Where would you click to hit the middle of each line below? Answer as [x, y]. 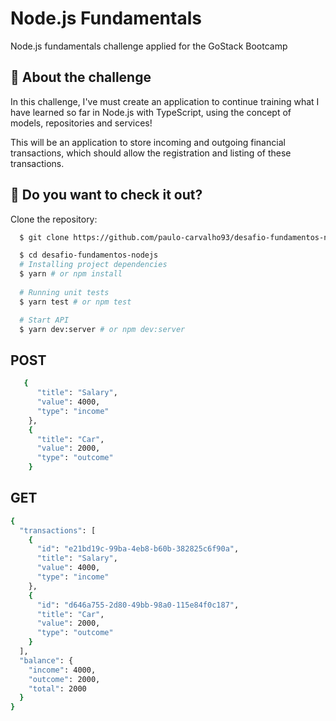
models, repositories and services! [81, 123]
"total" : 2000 [57, 688]
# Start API [44, 320]
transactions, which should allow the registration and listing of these [151, 153]
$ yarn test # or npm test [75, 302]
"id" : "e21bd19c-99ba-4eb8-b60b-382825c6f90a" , [138, 549]
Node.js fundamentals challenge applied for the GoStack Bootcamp [149, 46]
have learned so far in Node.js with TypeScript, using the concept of [151, 112]
